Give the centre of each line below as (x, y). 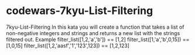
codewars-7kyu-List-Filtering (80, 11)
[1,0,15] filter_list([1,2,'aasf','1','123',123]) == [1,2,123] (68, 46)
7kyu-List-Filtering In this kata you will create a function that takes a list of (95, 27)
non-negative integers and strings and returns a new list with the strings (93, 33)
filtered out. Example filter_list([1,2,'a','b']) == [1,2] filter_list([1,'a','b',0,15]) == (98, 39)
